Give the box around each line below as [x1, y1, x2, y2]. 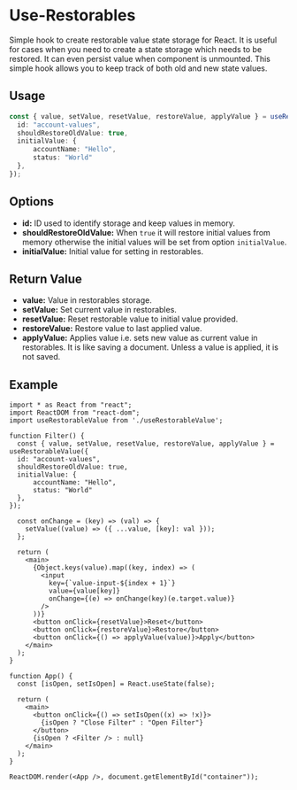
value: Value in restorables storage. [21, 295, 152, 306]
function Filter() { [9, 431, 86, 441]
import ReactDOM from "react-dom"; [9, 408, 141, 417]
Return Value [9, 271, 82, 286]
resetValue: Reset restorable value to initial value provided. [21, 314, 239, 324]
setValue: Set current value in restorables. [21, 305, 177, 315]
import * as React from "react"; [9, 400, 133, 410]
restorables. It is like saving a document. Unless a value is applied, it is [21, 342, 278, 352]
